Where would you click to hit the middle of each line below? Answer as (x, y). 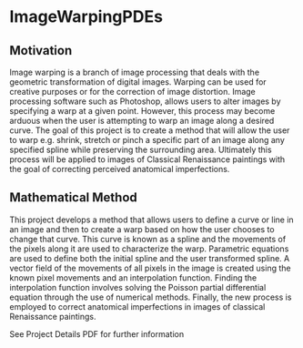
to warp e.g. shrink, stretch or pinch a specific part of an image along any (147, 140)
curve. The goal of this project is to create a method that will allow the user (150, 130)
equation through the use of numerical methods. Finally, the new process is (151, 297)
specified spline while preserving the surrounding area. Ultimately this (141, 149)
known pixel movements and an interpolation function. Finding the (133, 277)
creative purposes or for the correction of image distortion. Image (133, 92)
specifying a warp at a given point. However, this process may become (142, 111)
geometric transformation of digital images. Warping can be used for (138, 82)
